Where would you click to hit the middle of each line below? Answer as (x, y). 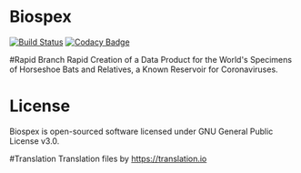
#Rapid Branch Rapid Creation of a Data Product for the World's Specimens (151, 59)
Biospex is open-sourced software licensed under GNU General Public (141, 131)
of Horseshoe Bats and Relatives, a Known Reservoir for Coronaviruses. (144, 69)
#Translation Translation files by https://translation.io (108, 158)
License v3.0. (35, 141)
